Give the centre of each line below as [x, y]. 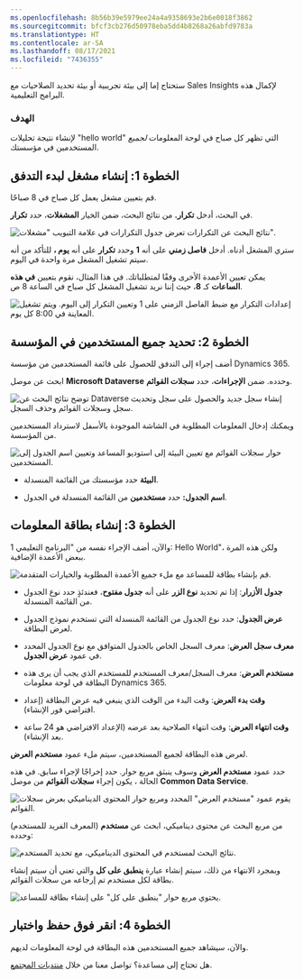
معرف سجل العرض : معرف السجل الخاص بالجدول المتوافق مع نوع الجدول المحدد [158, 645]
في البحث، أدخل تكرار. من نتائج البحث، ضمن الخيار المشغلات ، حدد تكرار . [132, 215]
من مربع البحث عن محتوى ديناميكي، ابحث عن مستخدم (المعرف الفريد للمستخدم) [147, 825]
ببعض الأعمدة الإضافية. [48, 556]
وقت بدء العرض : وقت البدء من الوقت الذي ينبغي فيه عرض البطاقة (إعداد [144, 700]
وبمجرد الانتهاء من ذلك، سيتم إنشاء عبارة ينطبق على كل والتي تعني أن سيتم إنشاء [146, 870]
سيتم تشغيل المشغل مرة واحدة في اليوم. [79, 260]
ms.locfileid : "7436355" [57, 59]
